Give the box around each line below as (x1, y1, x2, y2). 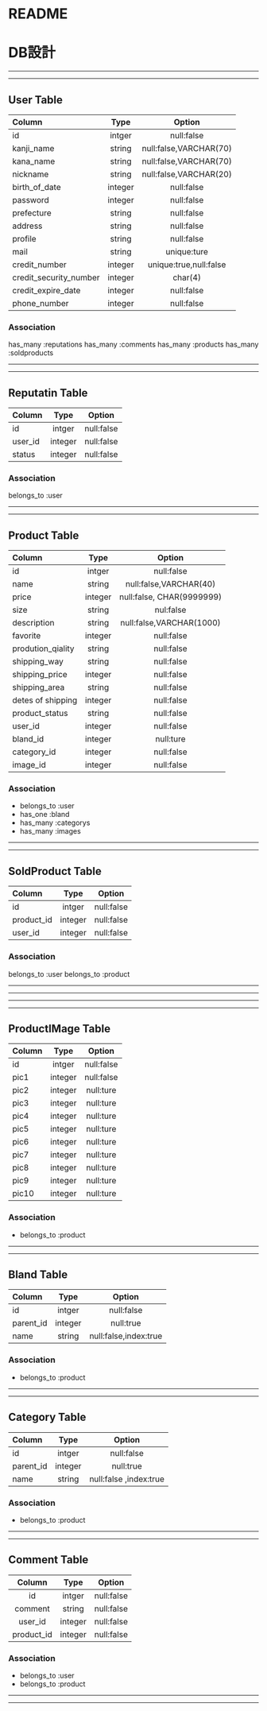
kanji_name (12, 142, 55, 153)
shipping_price (12, 669, 68, 680)
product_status (12, 708, 68, 719)
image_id (12, 760, 46, 771)
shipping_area (12, 682, 65, 693)
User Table (8, 93, 64, 106)
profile (12, 233, 37, 244)
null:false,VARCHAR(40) (125, 579, 216, 590)
